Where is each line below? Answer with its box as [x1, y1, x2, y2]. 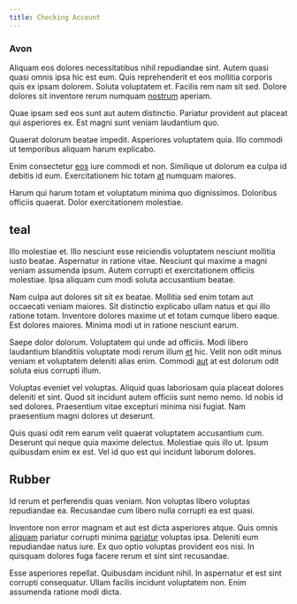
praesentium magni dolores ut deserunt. [9, 410, 156, 421]
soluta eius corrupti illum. [9, 365, 102, 376]
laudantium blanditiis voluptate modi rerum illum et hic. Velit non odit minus [9, 346, 282, 357]
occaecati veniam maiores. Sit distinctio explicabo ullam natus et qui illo [9, 300, 270, 311]
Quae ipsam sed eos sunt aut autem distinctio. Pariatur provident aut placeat [9, 107, 288, 118]
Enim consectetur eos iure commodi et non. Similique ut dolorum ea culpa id [9, 160, 287, 171]
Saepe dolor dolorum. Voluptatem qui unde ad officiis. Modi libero [9, 337, 249, 347]
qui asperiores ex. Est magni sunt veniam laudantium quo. [9, 117, 219, 128]
